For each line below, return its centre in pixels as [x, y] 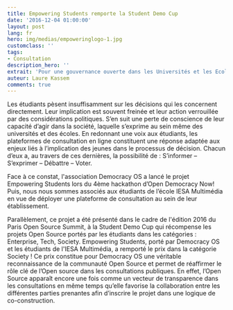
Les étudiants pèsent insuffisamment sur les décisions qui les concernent [112, 104]
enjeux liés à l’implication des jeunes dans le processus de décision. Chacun [116, 148]
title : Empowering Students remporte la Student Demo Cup [93, 14]
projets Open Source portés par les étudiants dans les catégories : [102, 234]
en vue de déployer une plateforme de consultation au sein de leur [102, 199]
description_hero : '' [38, 65]
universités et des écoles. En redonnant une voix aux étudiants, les [103, 134]
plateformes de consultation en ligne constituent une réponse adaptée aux [114, 141]
